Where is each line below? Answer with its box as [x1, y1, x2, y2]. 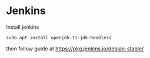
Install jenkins [6, 23, 39, 30]
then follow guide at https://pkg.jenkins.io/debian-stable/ [6, 45, 144, 52]
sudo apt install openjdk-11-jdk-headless [6, 35, 112, 40]
